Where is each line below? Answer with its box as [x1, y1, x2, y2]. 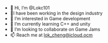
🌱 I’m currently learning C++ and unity [10, 21, 91, 27]
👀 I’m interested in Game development [10, 16, 91, 21]
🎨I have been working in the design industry [10, 10, 103, 16]
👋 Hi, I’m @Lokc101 [10, 5, 50, 11]
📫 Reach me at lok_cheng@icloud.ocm [10, 32, 93, 38]
